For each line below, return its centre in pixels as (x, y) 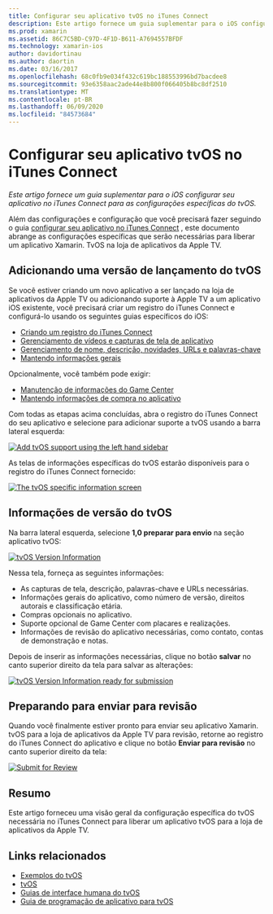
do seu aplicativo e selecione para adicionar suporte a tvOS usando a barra (135, 422)
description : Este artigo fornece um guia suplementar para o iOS (123, 24)
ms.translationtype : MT (49, 92)
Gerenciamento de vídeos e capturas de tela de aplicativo (117, 341)
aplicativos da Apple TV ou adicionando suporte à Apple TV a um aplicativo (135, 299)
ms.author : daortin (41, 62)
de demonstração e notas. (64, 640)
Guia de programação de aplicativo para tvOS (97, 901)
